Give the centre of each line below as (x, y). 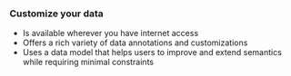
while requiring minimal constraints (88, 62)
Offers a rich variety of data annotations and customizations (135, 43)
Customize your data (57, 14)
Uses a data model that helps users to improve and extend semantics (152, 52)
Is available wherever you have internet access (110, 33)
